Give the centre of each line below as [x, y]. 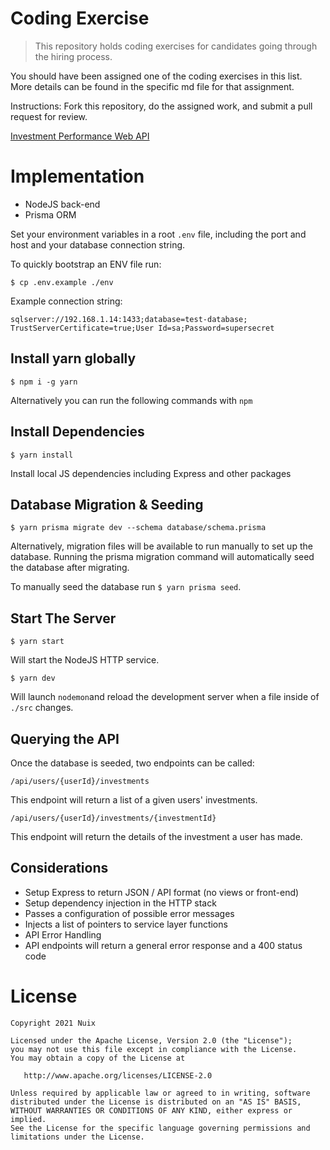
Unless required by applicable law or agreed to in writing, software [160, 1093]
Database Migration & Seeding [107, 504]
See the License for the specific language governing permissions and [160, 1128]
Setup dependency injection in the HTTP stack [120, 903]
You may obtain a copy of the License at [98, 1058]
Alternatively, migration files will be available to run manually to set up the [161, 546]
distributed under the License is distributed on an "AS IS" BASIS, [156, 1102]
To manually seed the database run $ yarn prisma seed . [126, 587]
